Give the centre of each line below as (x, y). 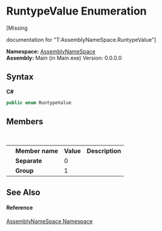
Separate (29, 161)
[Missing (17, 28)
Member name (37, 151)
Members (25, 122)
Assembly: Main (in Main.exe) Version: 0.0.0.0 (64, 58)
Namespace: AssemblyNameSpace (51, 51)
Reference (20, 208)
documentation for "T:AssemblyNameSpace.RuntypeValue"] (81, 39)
